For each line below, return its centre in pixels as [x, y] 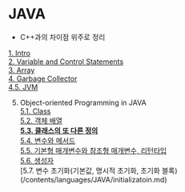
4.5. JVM [23, 87]
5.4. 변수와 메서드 [48, 140]
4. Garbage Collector [43, 78]
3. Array [22, 70]
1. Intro [19, 53]
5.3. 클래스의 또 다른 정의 [59, 130]
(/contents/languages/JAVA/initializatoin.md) [93, 179]
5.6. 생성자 [37, 160]
